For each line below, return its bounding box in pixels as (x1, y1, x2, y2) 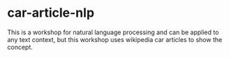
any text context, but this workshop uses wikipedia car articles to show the (7, 35, 223, 43)
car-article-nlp (7, 5, 95, 21)
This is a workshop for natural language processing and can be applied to (7, 28, 219, 36)
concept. (7, 43, 34, 51)
